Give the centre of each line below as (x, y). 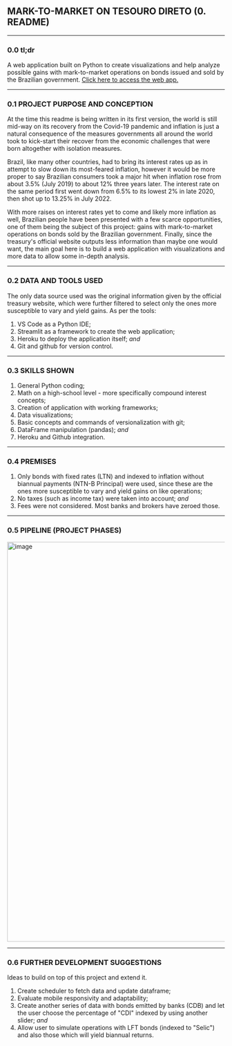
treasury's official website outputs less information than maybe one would (112, 242)
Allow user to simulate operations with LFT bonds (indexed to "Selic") (116, 1027)
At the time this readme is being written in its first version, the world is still (112, 119)
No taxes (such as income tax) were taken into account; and (103, 498)
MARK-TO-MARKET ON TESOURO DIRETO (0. (107, 11)
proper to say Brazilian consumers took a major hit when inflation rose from (114, 177)
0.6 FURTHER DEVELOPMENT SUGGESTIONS (85, 962)
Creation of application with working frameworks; (88, 407)
